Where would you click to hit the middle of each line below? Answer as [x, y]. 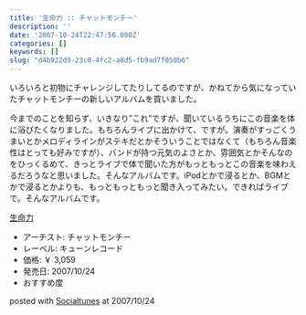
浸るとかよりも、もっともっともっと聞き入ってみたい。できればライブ [157, 187]
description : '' [40, 26]
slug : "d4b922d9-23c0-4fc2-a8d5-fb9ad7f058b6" [100, 60]
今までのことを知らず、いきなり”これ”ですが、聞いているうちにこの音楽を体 [153, 118]
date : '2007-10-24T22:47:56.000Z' [75, 35]
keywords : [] [34, 52]
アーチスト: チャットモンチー [77, 237]
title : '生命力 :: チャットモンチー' [74, 18]
